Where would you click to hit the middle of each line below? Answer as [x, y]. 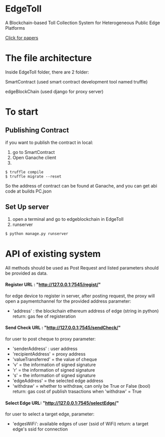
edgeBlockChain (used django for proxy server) [54, 92]
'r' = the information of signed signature [54, 370]
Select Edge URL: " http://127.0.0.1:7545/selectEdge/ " [62, 403]
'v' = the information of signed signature [54, 365]
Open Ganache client [34, 157]
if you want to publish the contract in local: [49, 142]
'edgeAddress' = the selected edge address [58, 381]
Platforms [15, 28]
